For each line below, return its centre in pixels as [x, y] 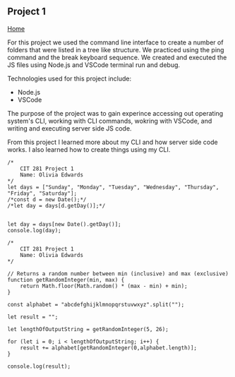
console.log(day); [34, 230]
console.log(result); [39, 366]
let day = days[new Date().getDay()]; [64, 224]
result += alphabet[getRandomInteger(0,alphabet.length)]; [109, 348]
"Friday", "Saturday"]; [42, 193]
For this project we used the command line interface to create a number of [115, 42]
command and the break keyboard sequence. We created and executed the [117, 57]
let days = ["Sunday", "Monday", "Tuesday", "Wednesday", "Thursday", [113, 187]
